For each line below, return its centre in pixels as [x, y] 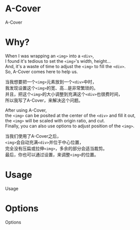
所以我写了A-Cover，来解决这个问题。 [44, 100]
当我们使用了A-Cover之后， [33, 136]
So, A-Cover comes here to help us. [42, 72]
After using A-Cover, [26, 110]
